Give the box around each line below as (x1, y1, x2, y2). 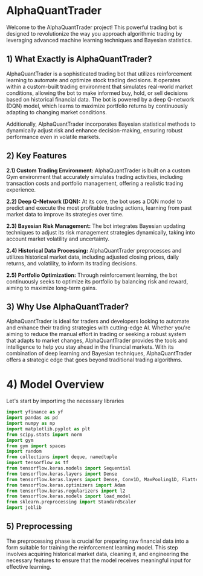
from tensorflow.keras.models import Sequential (6, 465, 131, 471)
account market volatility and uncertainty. (6, 235, 110, 242)
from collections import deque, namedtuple (6, 454, 118, 460)
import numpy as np (6, 421, 56, 427)
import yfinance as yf (6, 409, 63, 415)
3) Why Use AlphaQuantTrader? (6, 302, 129, 312)
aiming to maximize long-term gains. (6, 284, 97, 291)
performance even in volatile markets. (6, 133, 101, 140)
